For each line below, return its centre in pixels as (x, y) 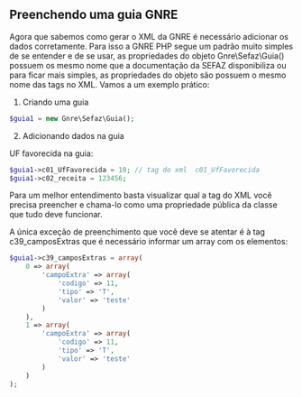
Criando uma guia (55, 102)
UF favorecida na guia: (51, 153)
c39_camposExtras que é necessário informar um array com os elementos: (149, 242)
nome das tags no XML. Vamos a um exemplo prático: (110, 84)
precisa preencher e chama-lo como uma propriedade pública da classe (143, 205)
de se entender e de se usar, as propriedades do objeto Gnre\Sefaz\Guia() (147, 55)
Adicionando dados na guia (73, 135)
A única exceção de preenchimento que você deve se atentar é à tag (137, 232)
